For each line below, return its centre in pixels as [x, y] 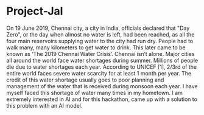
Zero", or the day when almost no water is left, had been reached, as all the [100, 34]
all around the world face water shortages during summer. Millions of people [102, 60]
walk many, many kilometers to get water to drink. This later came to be [96, 47]
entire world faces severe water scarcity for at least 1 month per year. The [99, 73]
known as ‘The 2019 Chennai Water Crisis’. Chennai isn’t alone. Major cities [100, 54]
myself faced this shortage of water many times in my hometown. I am [94, 92]
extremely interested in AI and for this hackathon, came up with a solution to [102, 99]
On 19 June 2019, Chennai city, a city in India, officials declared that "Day [98, 28]
